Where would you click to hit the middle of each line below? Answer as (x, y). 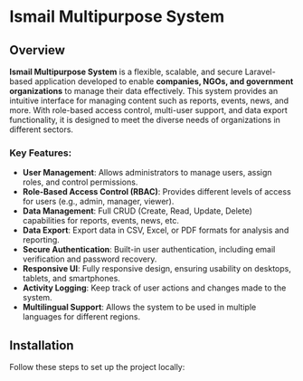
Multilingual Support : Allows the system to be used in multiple (139, 307)
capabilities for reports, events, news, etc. (100, 221)
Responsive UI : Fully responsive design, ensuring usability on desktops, (156, 269)
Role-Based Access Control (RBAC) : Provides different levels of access (156, 192)
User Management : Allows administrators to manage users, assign (147, 173)
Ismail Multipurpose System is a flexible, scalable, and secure (126, 71)
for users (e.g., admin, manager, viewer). (98, 202)
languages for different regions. (81, 317)
